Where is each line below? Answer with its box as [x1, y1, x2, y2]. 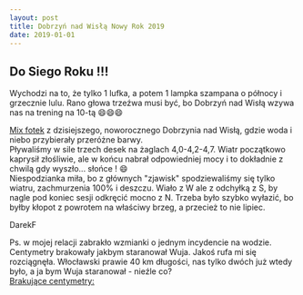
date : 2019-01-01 [9, 30, 76, 39]
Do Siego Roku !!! [9, 64, 109, 79]
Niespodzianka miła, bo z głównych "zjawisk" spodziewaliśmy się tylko [9, 173, 276, 184]
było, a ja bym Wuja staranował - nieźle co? [9, 266, 173, 277]
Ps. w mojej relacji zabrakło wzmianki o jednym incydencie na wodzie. [9, 237, 272, 248]
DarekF [9, 220, 37, 231]
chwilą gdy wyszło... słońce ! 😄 [9, 163, 128, 174]
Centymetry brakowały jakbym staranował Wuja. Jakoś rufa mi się [9, 247, 257, 258]
